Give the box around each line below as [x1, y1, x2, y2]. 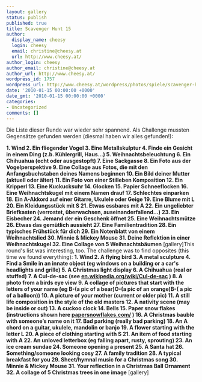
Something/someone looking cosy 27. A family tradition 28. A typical [6, 349, 182, 357]
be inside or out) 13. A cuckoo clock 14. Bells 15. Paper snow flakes [6, 305, 176, 312]
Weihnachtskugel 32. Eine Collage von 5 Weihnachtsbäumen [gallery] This [6, 241, 195, 248]
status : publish [6, 14, 47, 21]
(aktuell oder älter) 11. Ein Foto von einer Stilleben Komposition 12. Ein [6, 176, 183, 184]
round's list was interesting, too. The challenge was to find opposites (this [6, 247, 189, 254]
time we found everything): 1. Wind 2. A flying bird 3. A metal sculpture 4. [6, 253, 191, 261]
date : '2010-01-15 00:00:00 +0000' [6, 88, 96, 94]
